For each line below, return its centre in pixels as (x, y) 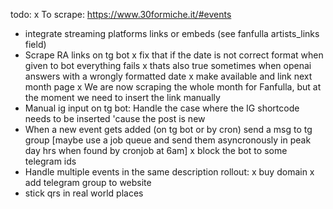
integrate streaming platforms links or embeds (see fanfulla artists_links (172, 33)
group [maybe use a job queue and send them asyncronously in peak (168, 140)
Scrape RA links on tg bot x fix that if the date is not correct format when (174, 55)
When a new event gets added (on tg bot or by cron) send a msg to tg (168, 129)
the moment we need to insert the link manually (122, 97)
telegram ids (50, 161)
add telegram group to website (88, 182)
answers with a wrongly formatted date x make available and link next (168, 76)
